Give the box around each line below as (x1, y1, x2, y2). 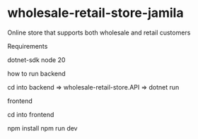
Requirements (7, 42, 48, 50)
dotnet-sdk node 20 (7, 55, 66, 64)
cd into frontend (7, 110, 54, 119)
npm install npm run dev (7, 123, 78, 132)
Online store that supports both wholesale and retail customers (7, 28, 191, 37)
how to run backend (7, 69, 66, 78)
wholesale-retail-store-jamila (7, 5, 184, 21)
